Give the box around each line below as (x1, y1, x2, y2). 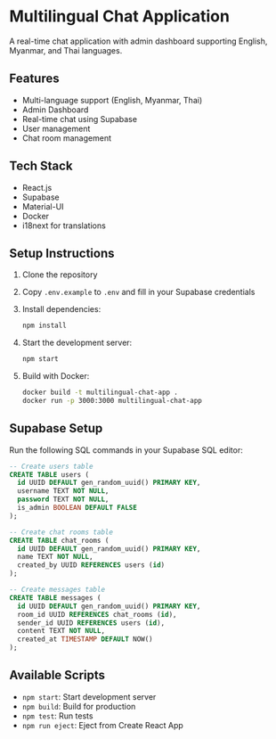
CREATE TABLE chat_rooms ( (9, 536, 110, 545)
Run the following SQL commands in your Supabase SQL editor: (9, 444, 243, 456)
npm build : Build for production (21, 701, 136, 711)
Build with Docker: (21, 371, 90, 382)
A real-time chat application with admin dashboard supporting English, (9, 36, 268, 46)
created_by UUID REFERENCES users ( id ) (17, 561, 166, 570)
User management (21, 123, 91, 134)
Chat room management (21, 132, 111, 144)
